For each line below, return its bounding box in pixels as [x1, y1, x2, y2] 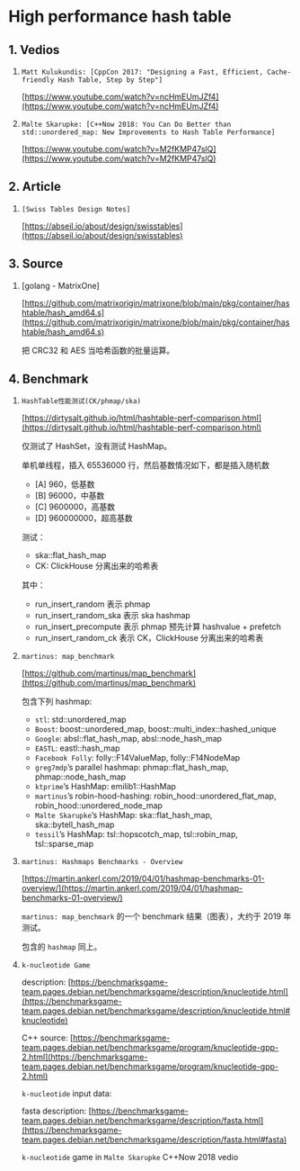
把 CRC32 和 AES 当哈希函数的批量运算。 [21, 345, 175, 356]
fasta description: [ [21, 1105, 92, 1117]
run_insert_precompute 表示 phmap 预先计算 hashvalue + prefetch [34, 621, 282, 632]
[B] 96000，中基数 [34, 491, 105, 501]
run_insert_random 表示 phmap [34, 599, 151, 609]
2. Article [8, 179, 62, 194]
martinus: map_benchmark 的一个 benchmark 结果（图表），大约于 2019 [21, 911, 282, 922]
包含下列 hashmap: [21, 696, 93, 707]
